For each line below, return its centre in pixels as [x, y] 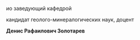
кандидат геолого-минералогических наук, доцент [70, 19]
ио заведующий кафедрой [39, 8]
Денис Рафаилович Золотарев [45, 31]
